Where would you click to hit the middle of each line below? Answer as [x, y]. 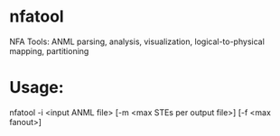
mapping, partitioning [49, 50]
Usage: [37, 88]
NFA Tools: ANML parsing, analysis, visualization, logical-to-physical [137, 41]
